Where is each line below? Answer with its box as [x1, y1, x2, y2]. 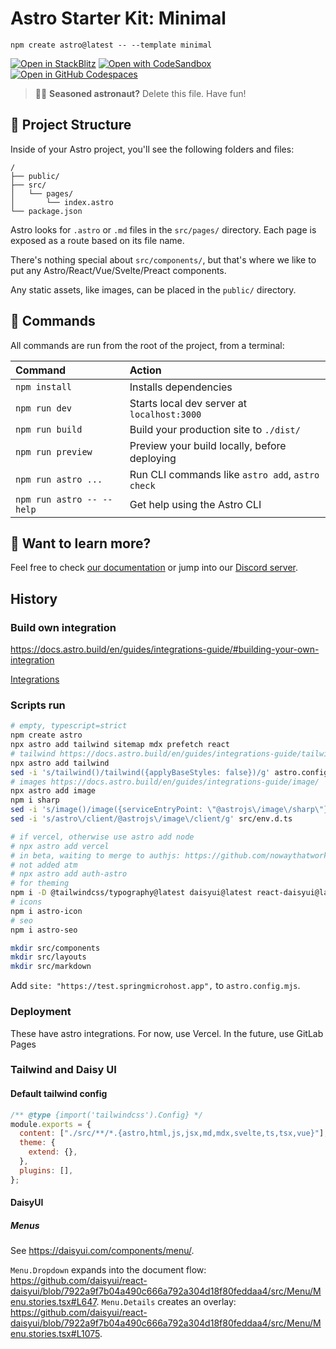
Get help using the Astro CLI [129, 497, 262, 511]
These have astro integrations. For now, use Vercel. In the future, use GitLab [10, 1027, 324, 1039]
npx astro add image [10, 786, 97, 796]
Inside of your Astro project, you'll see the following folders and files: [10, 143, 295, 155]
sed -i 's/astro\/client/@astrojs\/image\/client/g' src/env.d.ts [10, 814, 293, 824]
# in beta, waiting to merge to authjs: [10, 850, 182, 861]
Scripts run [10, 698, 66, 712]
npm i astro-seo [10, 925, 78, 935]
